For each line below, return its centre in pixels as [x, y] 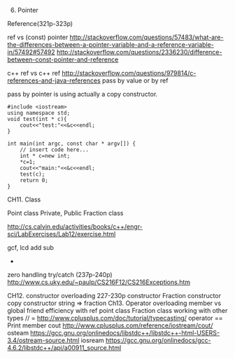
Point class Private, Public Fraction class [65, 213]
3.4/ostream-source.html [43, 340]
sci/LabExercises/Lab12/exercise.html [62, 234]
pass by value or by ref [135, 80]
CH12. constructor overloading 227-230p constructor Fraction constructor [114, 296]
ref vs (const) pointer [38, 37]
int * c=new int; [45, 156]
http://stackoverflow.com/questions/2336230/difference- [139, 52]
